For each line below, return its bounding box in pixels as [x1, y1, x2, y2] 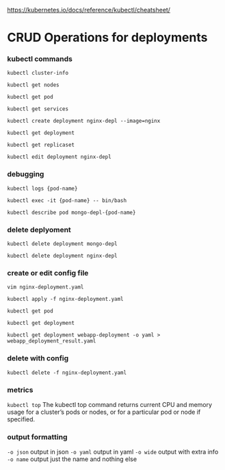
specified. [7, 415, 36, 423]
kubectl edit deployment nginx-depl [7, 153, 111, 160]
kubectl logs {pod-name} [7, 185, 78, 192]
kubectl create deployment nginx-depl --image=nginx [7, 118, 161, 125]
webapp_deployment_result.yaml [7, 338, 96, 345]
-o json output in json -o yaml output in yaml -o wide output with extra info [7, 448, 219, 456]
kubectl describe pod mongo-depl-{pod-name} [7, 209, 136, 216]
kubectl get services [7, 106, 69, 112]
